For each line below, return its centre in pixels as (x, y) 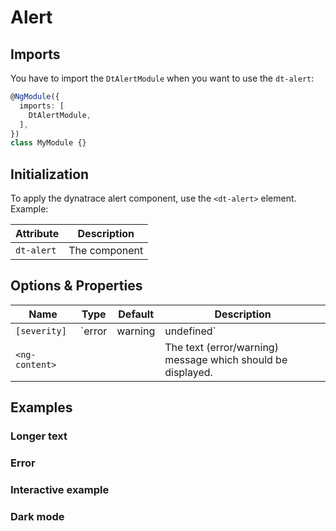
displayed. (188, 372)
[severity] (41, 330)
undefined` (190, 331)
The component (106, 251)
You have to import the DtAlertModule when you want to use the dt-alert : (162, 78)
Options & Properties (76, 286)
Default (136, 314)
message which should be (226, 359)
